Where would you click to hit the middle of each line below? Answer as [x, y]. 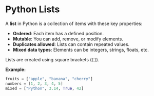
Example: [16, 69]
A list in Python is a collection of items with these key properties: [74, 23]
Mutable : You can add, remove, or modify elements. [68, 39]
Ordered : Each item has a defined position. [58, 33]
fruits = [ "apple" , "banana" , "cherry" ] [49, 79]
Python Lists [33, 9]
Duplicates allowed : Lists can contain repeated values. [71, 44]
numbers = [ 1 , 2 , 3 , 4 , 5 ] [34, 83]
